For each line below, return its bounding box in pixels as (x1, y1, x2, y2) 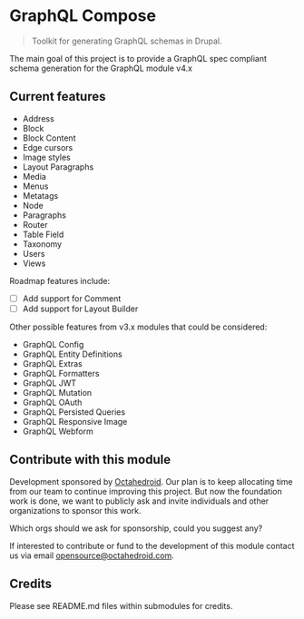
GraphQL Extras (22, 358, 83, 368)
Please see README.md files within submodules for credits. (9, 600, 233, 611)
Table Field (22, 229, 64, 240)
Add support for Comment (22, 292, 122, 304)
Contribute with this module (9, 452, 171, 467)
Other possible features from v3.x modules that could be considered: (9, 321, 268, 332)
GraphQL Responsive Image (22, 416, 128, 427)
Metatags (22, 190, 59, 201)
